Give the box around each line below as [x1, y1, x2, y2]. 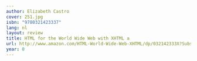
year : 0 [6, 46, 25, 52]
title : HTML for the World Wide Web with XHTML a [6, 35, 130, 41]
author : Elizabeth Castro [6, 8, 69, 15]
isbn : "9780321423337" [6, 19, 62, 25]
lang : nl [6, 24, 28, 31]
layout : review [6, 30, 43, 36]
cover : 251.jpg [6, 14, 43, 20]
